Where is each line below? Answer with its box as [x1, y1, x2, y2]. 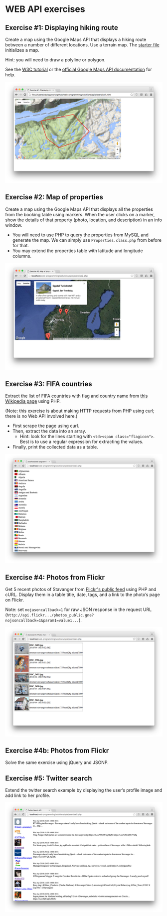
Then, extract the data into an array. [12, 428, 86, 434]
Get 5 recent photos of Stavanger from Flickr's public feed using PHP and [5, 587, 157, 593]
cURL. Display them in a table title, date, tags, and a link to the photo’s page [5, 592, 161, 598]
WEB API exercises [5, 3, 86, 15]
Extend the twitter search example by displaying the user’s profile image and [5, 787, 163, 793]
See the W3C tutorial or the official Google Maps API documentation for [5, 66, 152, 72]
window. [5, 222, 22, 228]
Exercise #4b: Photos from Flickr [5, 747, 109, 755]
